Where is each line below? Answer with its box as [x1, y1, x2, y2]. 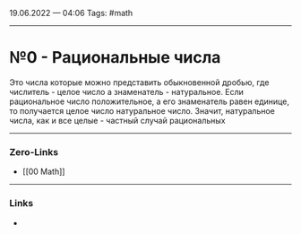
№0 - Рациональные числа [9, 48, 221, 68]
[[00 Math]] [21, 166, 65, 178]
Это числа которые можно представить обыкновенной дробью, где [9, 76, 270, 88]
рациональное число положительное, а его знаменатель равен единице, [9, 96, 289, 107]
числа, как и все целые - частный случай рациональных [9, 115, 226, 126]
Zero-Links [9, 145, 59, 158]
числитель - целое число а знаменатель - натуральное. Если [9, 86, 245, 97]
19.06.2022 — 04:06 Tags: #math [9, 8, 133, 18]
